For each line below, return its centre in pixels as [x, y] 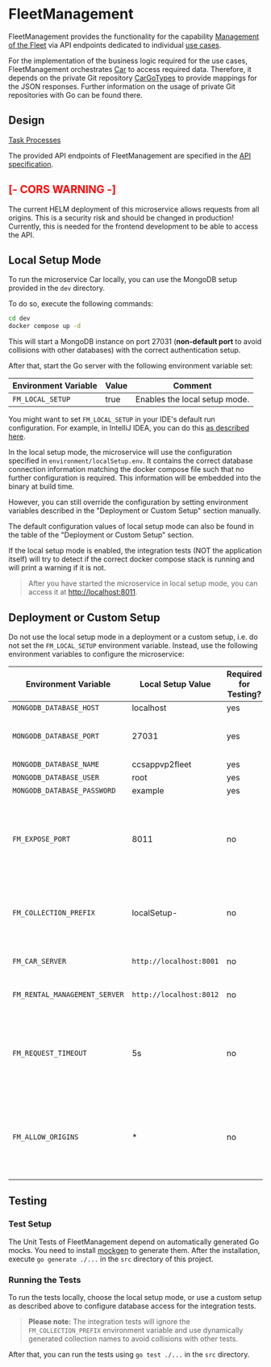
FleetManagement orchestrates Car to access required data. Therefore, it [130, 69]
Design [27, 121]
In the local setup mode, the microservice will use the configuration [120, 452]
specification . [31, 164]
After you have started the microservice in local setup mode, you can [143, 583]
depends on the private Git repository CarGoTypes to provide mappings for [133, 78]
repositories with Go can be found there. [75, 95]
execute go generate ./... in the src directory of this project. [111, 1259]
